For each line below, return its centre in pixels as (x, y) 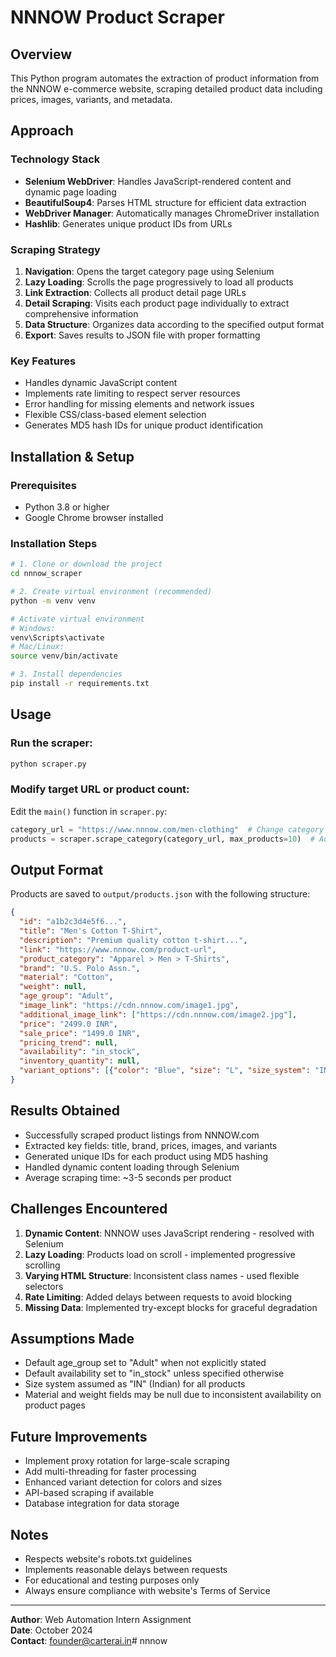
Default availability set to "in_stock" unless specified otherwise (154, 1373)
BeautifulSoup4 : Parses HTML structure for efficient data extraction (165, 202)
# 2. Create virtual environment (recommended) (111, 592)
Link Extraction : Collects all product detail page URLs (135, 292)
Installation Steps (54, 543)
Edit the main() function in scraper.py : (89, 811)
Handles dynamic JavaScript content (101, 383)
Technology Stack (55, 159)
